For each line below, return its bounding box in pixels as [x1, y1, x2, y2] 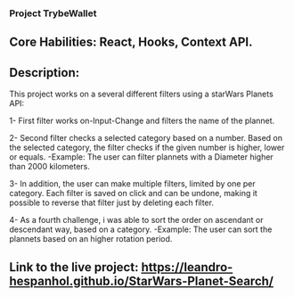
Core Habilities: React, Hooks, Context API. [9, 35, 253, 50]
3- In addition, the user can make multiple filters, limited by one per [9, 178, 256, 189]
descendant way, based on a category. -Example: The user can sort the [9, 224, 273, 235]
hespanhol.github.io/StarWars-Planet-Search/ [9, 273, 274, 288]
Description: [9, 65, 80, 80]
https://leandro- [141, 260, 233, 275]
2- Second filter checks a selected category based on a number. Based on [9, 133, 283, 144]
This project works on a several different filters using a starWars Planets [9, 88, 274, 100]
